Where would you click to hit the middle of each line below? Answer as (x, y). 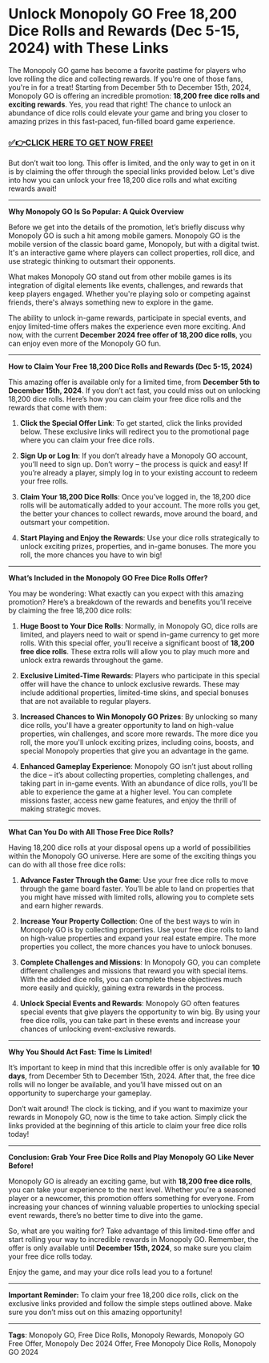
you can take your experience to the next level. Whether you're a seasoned (132, 1190)
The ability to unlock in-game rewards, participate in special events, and (127, 318)
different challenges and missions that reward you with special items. (134, 971)
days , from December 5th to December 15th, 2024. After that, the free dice (132, 1076)
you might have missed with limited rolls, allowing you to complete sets (137, 897)
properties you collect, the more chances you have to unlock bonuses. (136, 947)
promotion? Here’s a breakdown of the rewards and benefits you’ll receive (130, 602)
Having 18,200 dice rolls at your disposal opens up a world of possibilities (129, 847)
